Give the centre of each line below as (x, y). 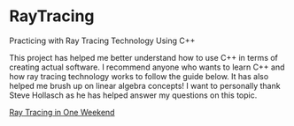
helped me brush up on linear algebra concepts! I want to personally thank (145, 85)
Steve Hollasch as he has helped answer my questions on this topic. (133, 95)
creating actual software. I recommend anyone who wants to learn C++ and (147, 67)
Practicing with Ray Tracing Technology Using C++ (102, 41)
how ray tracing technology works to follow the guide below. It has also (139, 76)
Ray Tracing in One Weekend (62, 112)
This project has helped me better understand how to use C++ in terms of (144, 57)
